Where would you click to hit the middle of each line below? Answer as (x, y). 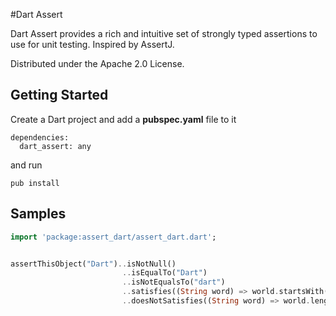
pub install (35, 183)
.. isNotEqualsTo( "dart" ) (173, 282)
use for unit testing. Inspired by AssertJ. (92, 44)
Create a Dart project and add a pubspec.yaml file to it (123, 119)
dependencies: (40, 137)
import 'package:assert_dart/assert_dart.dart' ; (113, 237)
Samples (38, 214)
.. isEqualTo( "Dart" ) (164, 273)
